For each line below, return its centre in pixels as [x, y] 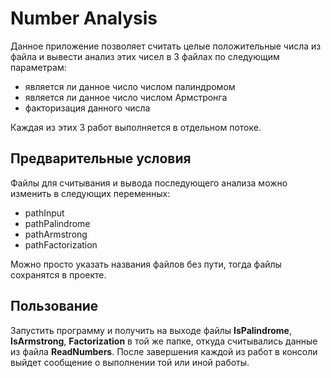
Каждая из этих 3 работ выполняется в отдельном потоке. [136, 127]
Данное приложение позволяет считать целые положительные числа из [166, 46]
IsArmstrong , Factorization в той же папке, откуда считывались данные [164, 341]
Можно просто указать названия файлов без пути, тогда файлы [146, 264]
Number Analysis [84, 18]
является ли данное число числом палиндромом [130, 86]
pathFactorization [61, 244]
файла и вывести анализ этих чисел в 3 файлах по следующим [145, 56]
